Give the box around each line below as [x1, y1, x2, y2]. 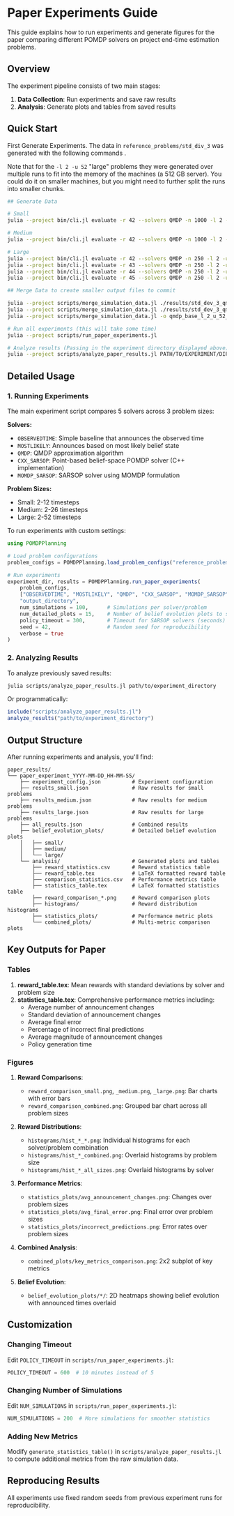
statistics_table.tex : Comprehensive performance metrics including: [17, 996, 215, 1004]
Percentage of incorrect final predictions [27, 1025, 144, 1033]
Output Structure [7, 734, 83, 746]
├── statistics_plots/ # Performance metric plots [32, 913, 214, 920]
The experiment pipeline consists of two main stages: [7, 82, 161, 90]
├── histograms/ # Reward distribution [32, 900, 198, 908]
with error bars [27, 1094, 71, 1102]
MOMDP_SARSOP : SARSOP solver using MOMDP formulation [17, 471, 180, 479]
